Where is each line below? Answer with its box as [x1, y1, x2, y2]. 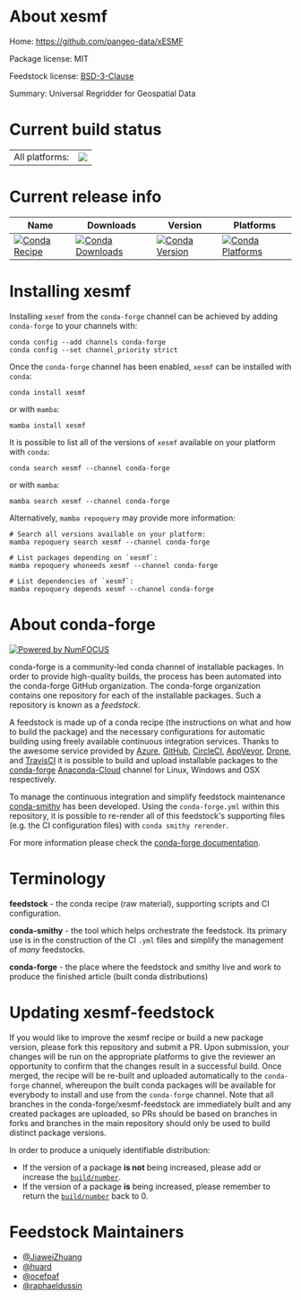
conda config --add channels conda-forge [9, 338, 167, 347]
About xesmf [9, 6, 107, 27]
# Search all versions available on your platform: [9, 529, 206, 538]
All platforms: [13, 151, 70, 163]
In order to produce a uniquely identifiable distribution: [9, 1144, 211, 1155]
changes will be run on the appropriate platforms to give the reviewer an [9, 1051, 276, 1062]
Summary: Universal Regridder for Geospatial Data [9, 88, 196, 99]
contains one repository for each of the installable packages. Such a [9, 690, 262, 701]
